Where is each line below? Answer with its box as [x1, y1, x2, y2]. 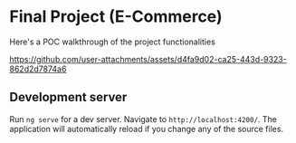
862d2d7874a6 [9, 63, 67, 74]
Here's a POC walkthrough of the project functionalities [9, 36, 215, 47]
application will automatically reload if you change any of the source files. [9, 123, 283, 134]
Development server [9, 90, 128, 105]
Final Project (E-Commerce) [9, 6, 223, 27]
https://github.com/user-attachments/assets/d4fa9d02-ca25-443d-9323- [9, 53, 287, 64]
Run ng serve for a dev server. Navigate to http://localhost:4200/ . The [9, 113, 278, 124]
